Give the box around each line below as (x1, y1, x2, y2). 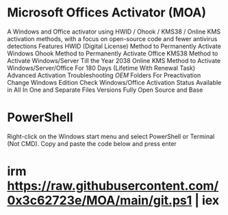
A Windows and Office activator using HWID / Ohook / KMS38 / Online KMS (7, 27, 221, 36)
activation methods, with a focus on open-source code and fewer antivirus (7, 34, 218, 42)
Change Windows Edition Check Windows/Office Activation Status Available (7, 78, 222, 86)
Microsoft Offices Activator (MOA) (7, 5, 207, 21)
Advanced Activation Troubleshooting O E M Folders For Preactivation (7, 71, 201, 79)
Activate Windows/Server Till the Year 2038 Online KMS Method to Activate (7, 56, 221, 64)
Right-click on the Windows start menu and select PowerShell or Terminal (7, 132, 215, 140)
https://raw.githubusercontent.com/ (7, 178, 219, 194)
